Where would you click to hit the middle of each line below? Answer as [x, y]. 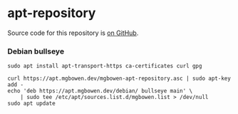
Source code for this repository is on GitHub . [73, 33]
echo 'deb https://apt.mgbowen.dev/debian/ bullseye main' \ [100, 91]
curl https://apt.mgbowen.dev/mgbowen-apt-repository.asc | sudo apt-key [119, 79]
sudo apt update [31, 104]
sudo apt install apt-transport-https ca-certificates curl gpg [105, 66]
